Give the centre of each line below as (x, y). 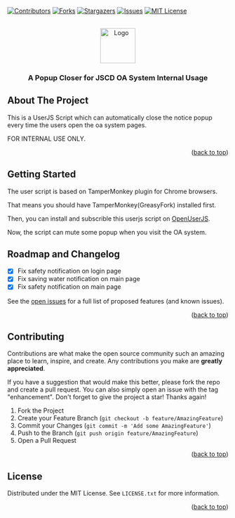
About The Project (48, 101)
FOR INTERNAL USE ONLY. (47, 138)
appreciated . (26, 368)
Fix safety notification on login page (69, 271)
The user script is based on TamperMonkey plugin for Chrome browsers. (112, 191)
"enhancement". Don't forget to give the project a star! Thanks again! (107, 397)
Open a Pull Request (47, 441)
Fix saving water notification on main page (79, 279)
